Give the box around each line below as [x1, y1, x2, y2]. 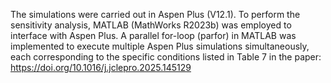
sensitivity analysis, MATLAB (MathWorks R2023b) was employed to [10, 19, 292, 31]
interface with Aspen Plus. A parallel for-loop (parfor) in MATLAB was [10, 30, 297, 41]
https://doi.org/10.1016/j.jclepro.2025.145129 [10, 62, 192, 73]
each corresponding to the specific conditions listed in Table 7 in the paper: [10, 51, 322, 63]
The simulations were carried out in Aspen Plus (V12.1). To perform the [10, 9, 301, 20]
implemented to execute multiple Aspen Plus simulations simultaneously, [10, 40, 310, 52]
